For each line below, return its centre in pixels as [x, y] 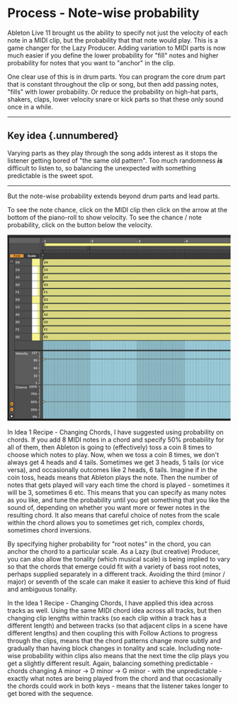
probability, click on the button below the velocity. [80, 224]
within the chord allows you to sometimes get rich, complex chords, [106, 523]
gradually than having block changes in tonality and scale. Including [106, 648]
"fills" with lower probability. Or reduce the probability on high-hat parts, [113, 92]
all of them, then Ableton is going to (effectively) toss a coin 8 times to [110, 447]
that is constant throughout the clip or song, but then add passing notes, [113, 84]
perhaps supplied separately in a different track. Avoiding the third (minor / [116, 574]
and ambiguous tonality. [42, 589]
